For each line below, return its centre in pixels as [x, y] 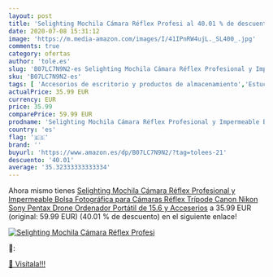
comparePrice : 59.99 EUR [50, 115]
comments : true [34, 46]
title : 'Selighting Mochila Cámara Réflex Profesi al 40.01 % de [121, 24]
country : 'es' [32, 130]
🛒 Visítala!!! [27, 264]
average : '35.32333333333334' [60, 168]
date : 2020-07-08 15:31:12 [54, 31]
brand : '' [25, 145]
